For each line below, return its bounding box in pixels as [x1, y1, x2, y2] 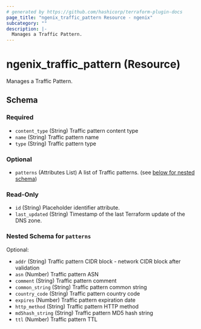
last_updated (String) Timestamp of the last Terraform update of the [15, 210, 186, 218]
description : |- [6, 25, 47, 32]
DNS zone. [15, 217, 42, 224]
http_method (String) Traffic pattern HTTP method [15, 302, 139, 310]
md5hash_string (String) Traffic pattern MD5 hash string [15, 309, 153, 316]
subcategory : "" [6, 20, 47, 26]
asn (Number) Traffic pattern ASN [15, 270, 99, 277]
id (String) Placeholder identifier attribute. [15, 204, 120, 211]
